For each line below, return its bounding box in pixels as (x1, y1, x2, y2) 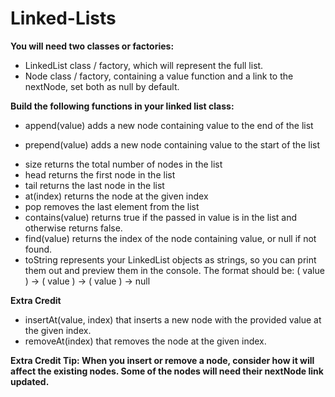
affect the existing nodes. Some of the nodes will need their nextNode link (10, 365, 324, 377)
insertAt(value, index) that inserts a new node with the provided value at (24, 313, 322, 326)
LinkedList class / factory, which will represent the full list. (24, 59, 264, 71)
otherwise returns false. (24, 222, 123, 234)
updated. (10, 375, 50, 387)
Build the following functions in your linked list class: (10, 100, 235, 112)
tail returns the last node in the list (24, 179, 165, 191)
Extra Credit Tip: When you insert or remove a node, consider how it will (10, 354, 315, 366)
